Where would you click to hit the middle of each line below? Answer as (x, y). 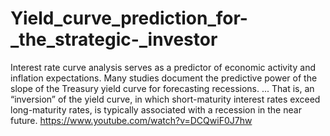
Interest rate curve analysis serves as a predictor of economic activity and (163, 67)
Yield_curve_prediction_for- (129, 18)
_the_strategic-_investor (114, 39)
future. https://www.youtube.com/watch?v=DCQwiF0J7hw (131, 120)
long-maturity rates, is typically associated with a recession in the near (156, 109)
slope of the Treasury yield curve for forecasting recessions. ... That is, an (162, 88)
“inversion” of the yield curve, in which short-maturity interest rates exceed (165, 99)
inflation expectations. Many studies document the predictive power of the (164, 78)
